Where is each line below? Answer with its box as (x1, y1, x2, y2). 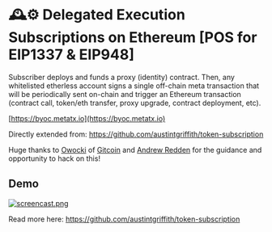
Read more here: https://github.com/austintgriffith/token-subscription (8, 214, 240, 224)
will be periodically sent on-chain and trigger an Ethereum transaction (8, 89, 241, 99)
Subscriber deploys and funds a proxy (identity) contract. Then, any (8, 72, 235, 82)
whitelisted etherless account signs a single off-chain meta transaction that (8, 81, 260, 91)
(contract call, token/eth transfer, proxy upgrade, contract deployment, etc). (8, 98, 261, 108)
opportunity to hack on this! (8, 154, 101, 163)
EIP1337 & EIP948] (8, 45, 135, 64)
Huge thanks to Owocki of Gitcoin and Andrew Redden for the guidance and (8, 145, 262, 154)
